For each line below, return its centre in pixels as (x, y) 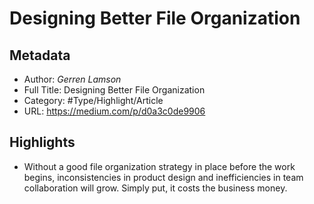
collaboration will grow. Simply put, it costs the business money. (155, 188)
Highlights (42, 142)
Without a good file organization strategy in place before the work (159, 166)
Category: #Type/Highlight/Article (93, 100)
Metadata (40, 55)
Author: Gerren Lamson (72, 79)
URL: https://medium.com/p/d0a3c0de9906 (114, 111)
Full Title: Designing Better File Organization (114, 90)
